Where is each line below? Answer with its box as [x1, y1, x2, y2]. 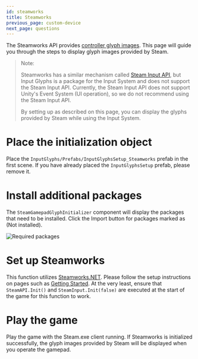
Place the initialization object [6, 136, 152, 149]
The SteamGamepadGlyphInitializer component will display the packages [6, 208, 184, 216]
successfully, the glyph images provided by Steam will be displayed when [6, 340, 187, 346]
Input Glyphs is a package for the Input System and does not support [20, 78, 190, 85]
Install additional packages [6, 189, 142, 202]
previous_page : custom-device [6, 20, 81, 26]
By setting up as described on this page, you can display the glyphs [20, 108, 187, 115]
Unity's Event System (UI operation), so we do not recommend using [20, 90, 189, 97]
